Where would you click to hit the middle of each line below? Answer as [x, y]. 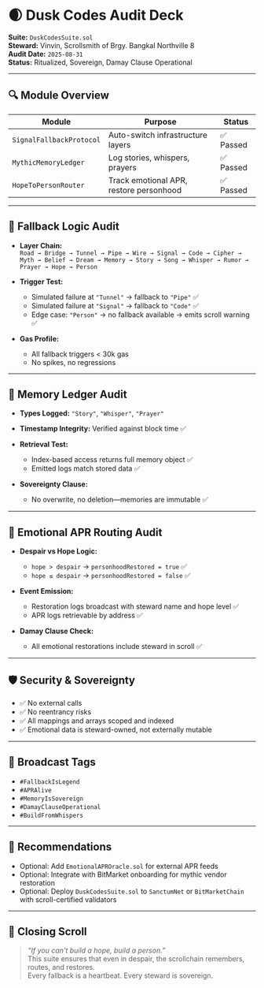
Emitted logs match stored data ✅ [86, 468]
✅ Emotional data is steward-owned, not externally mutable [115, 729]
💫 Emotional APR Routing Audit [85, 532]
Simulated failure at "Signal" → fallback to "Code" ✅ [115, 305]
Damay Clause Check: [57, 631]
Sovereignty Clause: [53, 484]
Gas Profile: [39, 338]
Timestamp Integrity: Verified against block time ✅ [103, 429]
